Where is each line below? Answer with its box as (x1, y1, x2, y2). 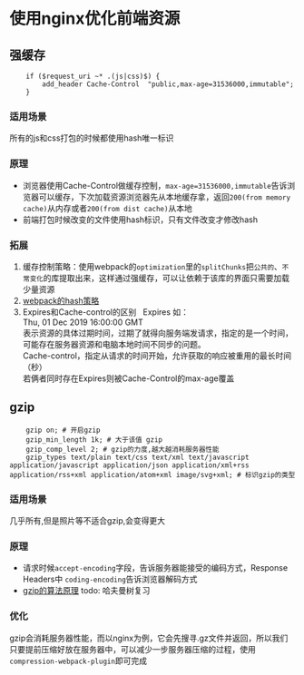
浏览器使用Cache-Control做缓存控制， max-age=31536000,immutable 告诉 (22, 180, 288, 191)
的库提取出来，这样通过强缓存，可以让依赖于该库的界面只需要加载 (43, 272, 290, 283)
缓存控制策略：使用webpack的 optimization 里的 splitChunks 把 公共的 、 (22, 260, 283, 272)
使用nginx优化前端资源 (9, 8, 181, 29)
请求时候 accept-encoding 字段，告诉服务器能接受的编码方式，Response (22, 562, 289, 573)
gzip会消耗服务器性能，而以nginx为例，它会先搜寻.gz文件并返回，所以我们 (9, 632, 289, 643)
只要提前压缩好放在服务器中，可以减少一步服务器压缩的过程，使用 (9, 643, 256, 654)
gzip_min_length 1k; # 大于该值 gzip (25, 435, 163, 445)
